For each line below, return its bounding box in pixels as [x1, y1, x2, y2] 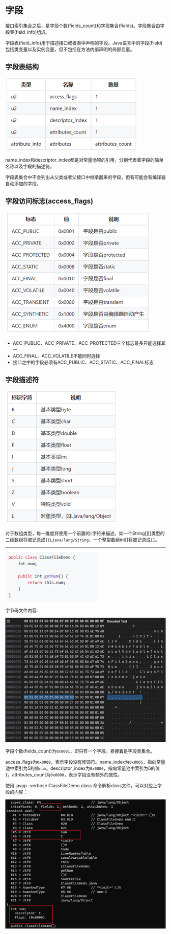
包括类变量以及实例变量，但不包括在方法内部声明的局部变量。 [5, 46, 135, 52]
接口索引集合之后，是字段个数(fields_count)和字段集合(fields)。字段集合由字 [5, 23, 165, 29]
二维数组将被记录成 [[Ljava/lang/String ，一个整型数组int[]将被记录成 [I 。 [5, 537, 160, 543]
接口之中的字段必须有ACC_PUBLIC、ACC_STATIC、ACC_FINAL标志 [12, 359, 154, 365]
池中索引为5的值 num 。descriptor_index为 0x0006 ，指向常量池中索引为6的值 [5, 765, 160, 771]
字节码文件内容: [5, 607, 38, 614]
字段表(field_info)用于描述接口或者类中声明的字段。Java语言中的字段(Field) [5, 39, 163, 46]
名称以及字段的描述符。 [5, 163, 54, 169]
